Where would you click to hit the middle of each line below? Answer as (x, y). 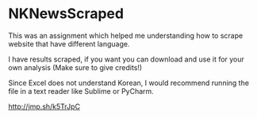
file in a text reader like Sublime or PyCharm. (81, 91)
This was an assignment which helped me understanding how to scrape (126, 35)
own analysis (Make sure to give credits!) (75, 67)
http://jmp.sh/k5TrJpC (44, 106)
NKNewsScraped (66, 14)
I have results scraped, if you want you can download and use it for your (126, 59)
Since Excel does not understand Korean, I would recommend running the (129, 83)
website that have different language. (69, 43)
